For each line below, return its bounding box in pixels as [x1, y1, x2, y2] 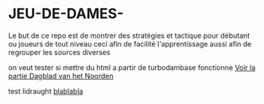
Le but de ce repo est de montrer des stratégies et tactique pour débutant [8, 31, 250, 40]
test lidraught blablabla [8, 86, 83, 95]
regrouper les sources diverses [8, 47, 111, 57]
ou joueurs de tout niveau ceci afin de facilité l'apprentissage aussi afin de [8, 39, 252, 48]
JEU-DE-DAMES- [8, 5, 124, 23]
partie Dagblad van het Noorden [8, 71, 114, 80]
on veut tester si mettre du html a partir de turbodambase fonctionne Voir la [8, 62, 256, 72]
